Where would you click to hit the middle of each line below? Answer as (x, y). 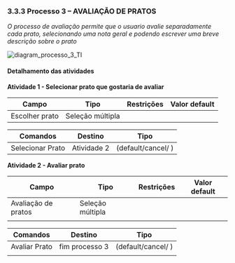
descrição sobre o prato (42, 41)
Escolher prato (35, 116)
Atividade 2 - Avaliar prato (46, 165)
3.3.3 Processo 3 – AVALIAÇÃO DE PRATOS (82, 11)
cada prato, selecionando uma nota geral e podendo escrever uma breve (113, 34)
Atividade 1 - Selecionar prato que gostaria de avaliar (86, 86)
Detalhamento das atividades (51, 71)
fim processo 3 (84, 246)
